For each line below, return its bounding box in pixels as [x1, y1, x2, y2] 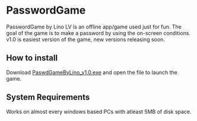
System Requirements [6, 93, 90, 103]
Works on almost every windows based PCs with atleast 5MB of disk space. [6, 108, 192, 115]
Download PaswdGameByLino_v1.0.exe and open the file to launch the [6, 69, 178, 76]
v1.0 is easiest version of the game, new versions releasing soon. [6, 36, 165, 43]
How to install [6, 53, 58, 63]
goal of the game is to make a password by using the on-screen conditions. [6, 29, 191, 36]
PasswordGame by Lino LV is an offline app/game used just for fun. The [6, 23, 182, 30]
